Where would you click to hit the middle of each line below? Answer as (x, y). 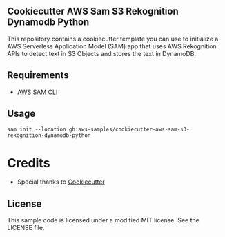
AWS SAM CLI (37, 92)
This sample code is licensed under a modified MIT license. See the (104, 220)
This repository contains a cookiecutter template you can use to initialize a (113, 39)
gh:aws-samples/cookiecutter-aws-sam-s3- (129, 130)
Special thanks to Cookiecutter (61, 182)
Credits (29, 163)
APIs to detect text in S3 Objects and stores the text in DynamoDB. (102, 53)
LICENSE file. (26, 228)
